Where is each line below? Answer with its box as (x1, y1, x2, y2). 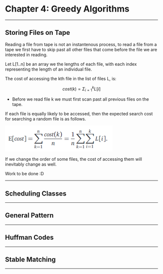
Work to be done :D (5, 171, 44, 177)
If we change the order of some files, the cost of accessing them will (5, 156, 142, 162)
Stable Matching (5, 256, 56, 264)
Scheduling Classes (5, 189, 66, 198)
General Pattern (5, 212, 54, 220)
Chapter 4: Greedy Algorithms (5, 3, 130, 15)
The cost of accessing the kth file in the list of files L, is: (5, 76, 116, 81)
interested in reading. (5, 52, 48, 58)
